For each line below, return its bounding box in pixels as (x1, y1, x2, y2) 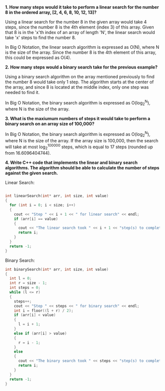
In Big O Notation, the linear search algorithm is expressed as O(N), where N (5, 44, 160, 50)
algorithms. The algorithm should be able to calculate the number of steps (5, 165, 160, 171)
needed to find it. (5, 90, 40, 95)
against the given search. (5, 170, 58, 176)
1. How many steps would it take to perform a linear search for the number (5, 4, 159, 10)
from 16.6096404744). (5, 150, 51, 156)
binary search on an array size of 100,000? (5, 121, 95, 127)
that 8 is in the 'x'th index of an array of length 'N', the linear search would (5, 30, 155, 35)
